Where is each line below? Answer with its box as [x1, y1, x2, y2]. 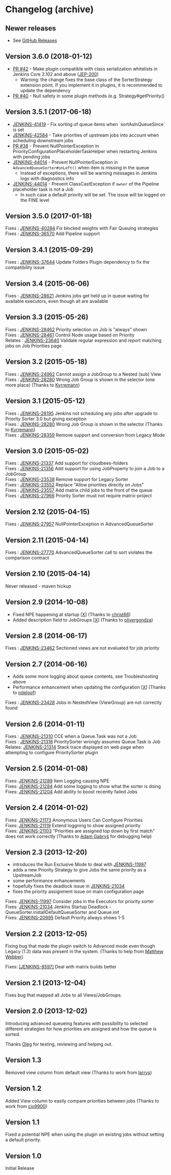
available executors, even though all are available [5, 298, 108, 304]
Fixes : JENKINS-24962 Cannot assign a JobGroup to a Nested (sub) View [5, 371, 161, 377]
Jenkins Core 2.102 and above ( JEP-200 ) [12, 71, 99, 77]
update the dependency [20, 87, 71, 93]
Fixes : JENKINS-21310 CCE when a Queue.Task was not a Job [5, 733, 137, 739]
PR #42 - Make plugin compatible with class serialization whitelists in [12, 65, 158, 72]
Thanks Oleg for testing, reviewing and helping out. [5, 1041, 113, 1047]
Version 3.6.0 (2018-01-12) [5, 52, 93, 61]
